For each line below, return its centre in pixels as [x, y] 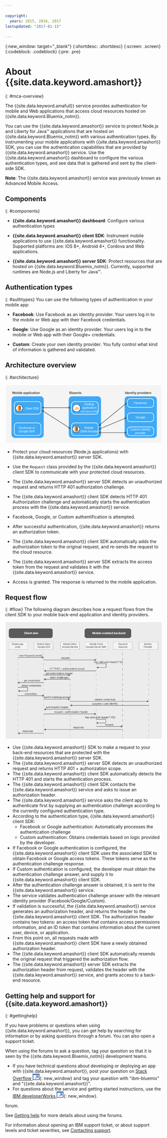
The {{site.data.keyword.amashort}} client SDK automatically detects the [87, 774]
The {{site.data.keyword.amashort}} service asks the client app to [80, 800]
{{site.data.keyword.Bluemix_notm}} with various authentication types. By [81, 137]
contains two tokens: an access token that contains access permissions [86, 922]
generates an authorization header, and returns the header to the [79, 911]
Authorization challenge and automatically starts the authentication [81, 502]
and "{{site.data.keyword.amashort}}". [52, 1084]
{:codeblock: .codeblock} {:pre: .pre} [43, 52]
